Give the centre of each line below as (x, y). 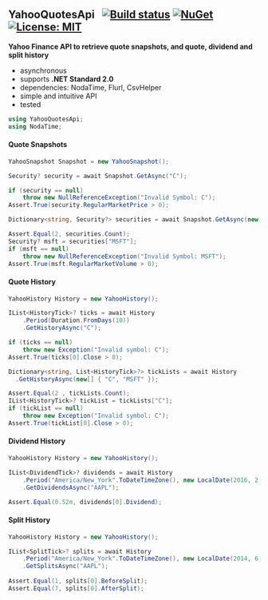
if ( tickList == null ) (46, 408)
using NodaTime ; (35, 126)
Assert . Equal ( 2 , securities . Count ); (69, 234)
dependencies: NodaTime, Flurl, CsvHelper (91, 87)
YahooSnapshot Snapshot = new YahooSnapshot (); (89, 161)
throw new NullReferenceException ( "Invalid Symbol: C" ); (119, 198)
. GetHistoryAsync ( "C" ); (62, 328)
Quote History (32, 281)
